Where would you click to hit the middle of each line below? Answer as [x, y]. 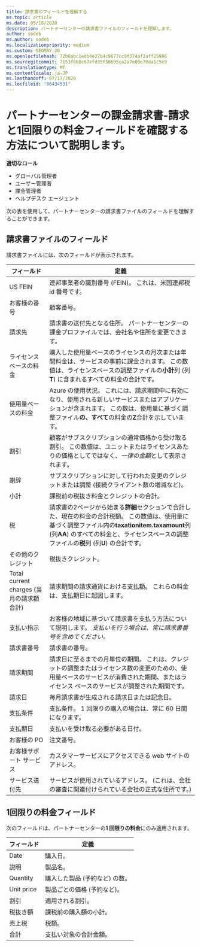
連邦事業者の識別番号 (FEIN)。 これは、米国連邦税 [120, 283]
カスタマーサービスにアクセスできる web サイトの [120, 755]
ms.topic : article [29, 17]
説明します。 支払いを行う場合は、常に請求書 [119, 627]
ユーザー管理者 [33, 183]
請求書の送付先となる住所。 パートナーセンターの [119, 323]
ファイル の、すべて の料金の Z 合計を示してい [117, 417]
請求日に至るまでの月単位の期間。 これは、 [110, 659]
